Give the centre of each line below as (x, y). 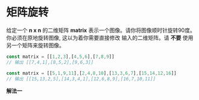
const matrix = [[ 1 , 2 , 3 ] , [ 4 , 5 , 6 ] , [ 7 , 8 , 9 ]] (60, 57)
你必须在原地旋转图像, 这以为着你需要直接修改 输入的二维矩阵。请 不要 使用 (100, 37)
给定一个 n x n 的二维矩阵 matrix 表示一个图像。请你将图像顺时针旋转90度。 (101, 30)
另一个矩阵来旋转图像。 (35, 45)
